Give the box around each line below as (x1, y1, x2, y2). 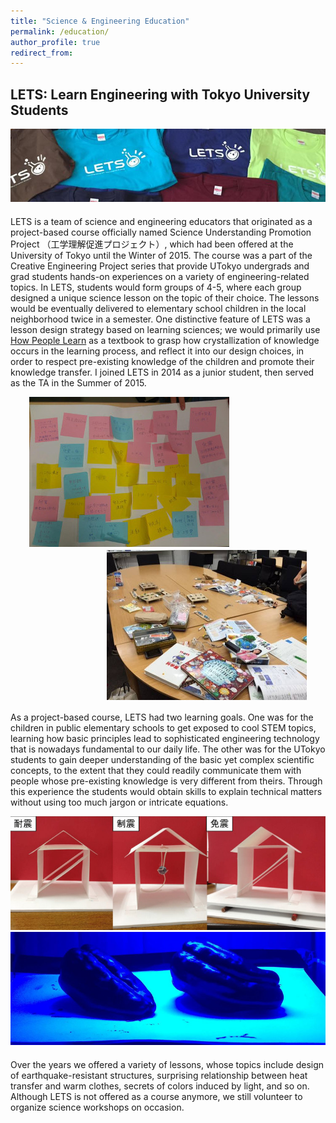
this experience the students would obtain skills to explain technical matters (10, 786, 323, 798)
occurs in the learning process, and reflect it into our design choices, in (10, 345, 305, 357)
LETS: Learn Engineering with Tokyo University (10, 86, 311, 103)
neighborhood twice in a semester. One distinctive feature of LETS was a (10, 313, 311, 325)
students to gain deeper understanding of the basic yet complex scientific (10, 754, 315, 766)
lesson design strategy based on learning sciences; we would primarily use (10, 324, 321, 336)
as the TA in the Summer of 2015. (10, 377, 147, 389)
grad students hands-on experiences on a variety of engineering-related (10, 271, 310, 283)
